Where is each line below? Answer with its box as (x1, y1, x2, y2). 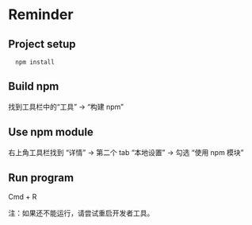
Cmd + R (8, 192, 37, 202)
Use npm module (8, 126, 94, 139)
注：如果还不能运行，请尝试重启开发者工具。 (8, 208, 155, 218)
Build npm (8, 80, 59, 93)
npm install (15, 58, 55, 66)
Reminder (8, 6, 74, 24)
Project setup (8, 37, 77, 51)
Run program (8, 171, 74, 184)
